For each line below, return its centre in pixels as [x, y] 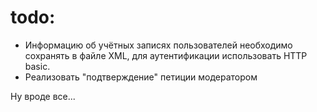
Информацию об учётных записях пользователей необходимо [158, 45]
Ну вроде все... [43, 96]
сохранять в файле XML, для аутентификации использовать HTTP [166, 55]
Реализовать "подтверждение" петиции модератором [141, 77]
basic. [37, 66]
